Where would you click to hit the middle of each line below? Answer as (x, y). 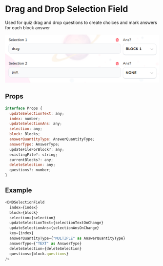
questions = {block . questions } (39, 254)
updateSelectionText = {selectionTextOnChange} (57, 223)
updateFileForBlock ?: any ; (37, 149)
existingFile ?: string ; (33, 155)
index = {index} (24, 207)
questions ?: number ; (30, 170)
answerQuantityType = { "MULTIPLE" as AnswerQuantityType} (67, 238)
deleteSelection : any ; (32, 165)
